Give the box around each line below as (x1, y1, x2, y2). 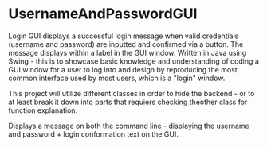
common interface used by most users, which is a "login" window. (8, 73, 226, 83)
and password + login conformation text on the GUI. (8, 129, 179, 139)
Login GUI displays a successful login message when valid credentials (8, 31, 239, 41)
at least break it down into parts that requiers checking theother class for (8, 97, 248, 106)
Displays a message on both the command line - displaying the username (8, 121, 249, 130)
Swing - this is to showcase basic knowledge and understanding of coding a (8, 56, 259, 66)
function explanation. (8, 105, 78, 115)
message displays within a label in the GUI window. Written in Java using (8, 48, 247, 57)
